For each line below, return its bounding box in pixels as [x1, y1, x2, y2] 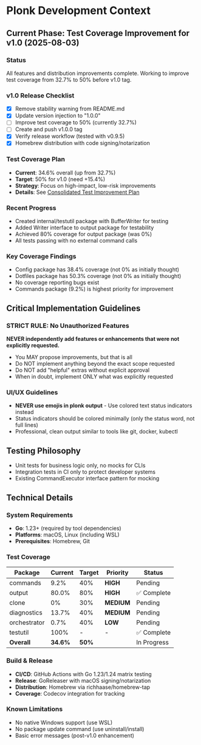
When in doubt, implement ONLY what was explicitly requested [15, 373, 173, 380]
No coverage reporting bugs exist [15, 279, 100, 287]
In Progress [136, 638, 169, 647]
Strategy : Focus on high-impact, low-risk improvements [15, 182, 156, 189]
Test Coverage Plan [6, 155, 66, 163]
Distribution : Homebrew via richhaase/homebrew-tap [15, 683, 151, 691]
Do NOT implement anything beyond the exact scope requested [15, 360, 175, 368]
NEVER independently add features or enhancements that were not [6, 335, 180, 343]
